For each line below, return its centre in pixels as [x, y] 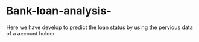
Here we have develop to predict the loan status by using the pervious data [99, 27]
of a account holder [31, 33]
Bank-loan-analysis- [59, 11]
